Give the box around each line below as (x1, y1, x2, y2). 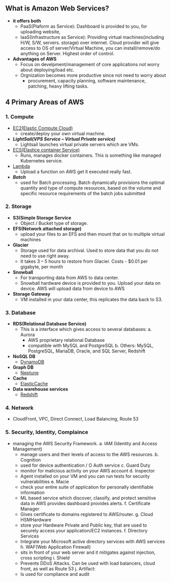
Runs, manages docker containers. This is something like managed (20, 152, 162, 158)
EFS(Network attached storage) (12, 225, 82, 232)
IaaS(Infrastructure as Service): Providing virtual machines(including (20, 34, 164, 40)
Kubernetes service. (20, 157, 63, 163)
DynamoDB (20, 359, 44, 365)
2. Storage (5, 203, 32, 210)
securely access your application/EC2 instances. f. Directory (20, 527, 148, 533)
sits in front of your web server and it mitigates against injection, (20, 549, 156, 555)
